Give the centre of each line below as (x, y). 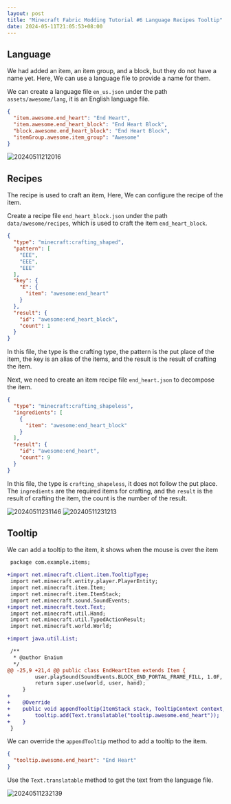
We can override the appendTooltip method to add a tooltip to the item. (107, 741)
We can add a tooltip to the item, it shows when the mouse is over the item (113, 550)
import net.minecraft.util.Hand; (58, 614)
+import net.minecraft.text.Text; (57, 607)
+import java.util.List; (43, 639)
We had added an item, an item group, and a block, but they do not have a (112, 71)
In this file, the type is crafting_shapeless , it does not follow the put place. (112, 483)
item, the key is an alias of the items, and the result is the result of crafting (112, 359)
